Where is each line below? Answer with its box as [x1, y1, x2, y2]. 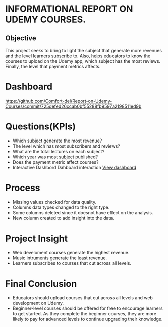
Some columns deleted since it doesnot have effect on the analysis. [12, 209, 153, 215]
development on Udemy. [12, 300, 64, 306]
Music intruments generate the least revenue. [12, 255, 107, 261]
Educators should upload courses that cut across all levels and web [12, 294, 153, 301]
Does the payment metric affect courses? [12, 159, 99, 165]
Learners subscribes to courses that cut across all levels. [12, 260, 131, 266]
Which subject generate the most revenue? [12, 137, 102, 144]
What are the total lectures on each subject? [12, 148, 105, 154]
